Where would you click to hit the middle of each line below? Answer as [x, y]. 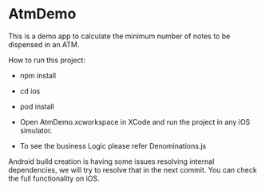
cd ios [30, 91]
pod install [37, 106]
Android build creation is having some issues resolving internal [111, 161]
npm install [38, 75]
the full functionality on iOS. [54, 178]
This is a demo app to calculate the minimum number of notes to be [119, 36]
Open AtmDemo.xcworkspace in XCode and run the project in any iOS [135, 121]
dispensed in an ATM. [44, 44]
